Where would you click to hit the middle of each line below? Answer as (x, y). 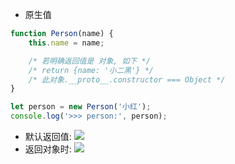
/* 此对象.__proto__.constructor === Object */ (127, 79)
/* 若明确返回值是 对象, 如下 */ (89, 61)
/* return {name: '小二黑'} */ (91, 70)
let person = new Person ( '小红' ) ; (81, 107)
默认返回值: (48, 136)
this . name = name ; (66, 43)
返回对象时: (48, 149)
